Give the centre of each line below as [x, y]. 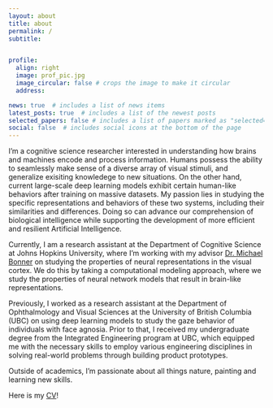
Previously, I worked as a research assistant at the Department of [118, 304]
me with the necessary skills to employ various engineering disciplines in [130, 347]
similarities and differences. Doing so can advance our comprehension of [131, 211]
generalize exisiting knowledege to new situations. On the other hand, [125, 177]
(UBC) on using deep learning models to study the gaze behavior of [122, 321]
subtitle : [25, 39]
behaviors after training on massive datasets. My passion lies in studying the [136, 194]
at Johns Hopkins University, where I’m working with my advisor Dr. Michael [136, 254]
